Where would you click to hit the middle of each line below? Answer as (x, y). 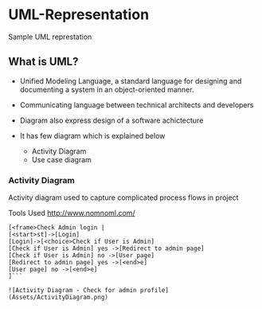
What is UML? (43, 62)
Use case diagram (61, 159)
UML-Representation (79, 15)
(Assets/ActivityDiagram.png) (59, 297)
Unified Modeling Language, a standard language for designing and (131, 80)
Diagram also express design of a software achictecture (111, 120)
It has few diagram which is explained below (92, 135)
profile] (154, 291)
